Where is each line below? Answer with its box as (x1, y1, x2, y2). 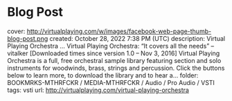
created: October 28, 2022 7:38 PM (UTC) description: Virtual (49, 34, 226, 42)
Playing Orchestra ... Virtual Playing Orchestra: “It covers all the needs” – (7, 42, 215, 50)
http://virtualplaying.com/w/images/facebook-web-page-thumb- (26, 27, 212, 35)
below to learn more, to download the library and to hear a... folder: (7, 71, 199, 80)
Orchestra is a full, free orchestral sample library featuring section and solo (7, 56, 222, 64)
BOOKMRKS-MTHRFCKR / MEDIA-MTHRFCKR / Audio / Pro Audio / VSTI (7, 78, 215, 86)
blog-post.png (7, 34, 48, 42)
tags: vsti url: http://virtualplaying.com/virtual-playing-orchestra (7, 86, 189, 94)
